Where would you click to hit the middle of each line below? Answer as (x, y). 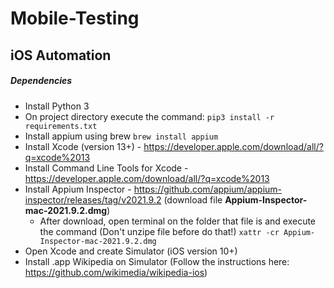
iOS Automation (61, 55)
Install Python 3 (57, 106)
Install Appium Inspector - (78, 189)
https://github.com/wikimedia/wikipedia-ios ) (116, 272)
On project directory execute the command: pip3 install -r (149, 116)
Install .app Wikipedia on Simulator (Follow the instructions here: (157, 261)
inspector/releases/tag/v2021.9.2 (93, 199)
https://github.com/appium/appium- (208, 189)
